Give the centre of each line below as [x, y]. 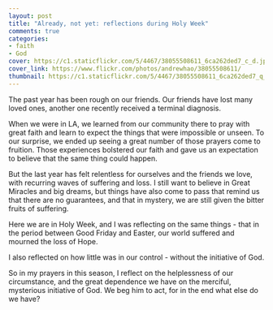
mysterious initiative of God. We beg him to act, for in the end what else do [133, 290]
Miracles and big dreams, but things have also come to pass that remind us [134, 191]
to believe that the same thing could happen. [83, 158]
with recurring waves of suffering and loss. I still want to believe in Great [129, 183]
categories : [28, 39]
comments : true [34, 31]
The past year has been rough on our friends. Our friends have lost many [131, 99]
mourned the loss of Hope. [53, 241]
